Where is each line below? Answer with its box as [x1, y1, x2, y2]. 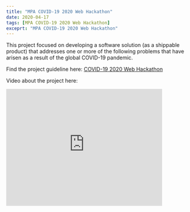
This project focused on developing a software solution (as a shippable [6, 42, 180, 49]
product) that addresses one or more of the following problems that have [6, 48, 185, 55]
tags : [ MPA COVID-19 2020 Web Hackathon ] [6, 20, 110, 26]
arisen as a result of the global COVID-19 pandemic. [6, 54, 134, 61]
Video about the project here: [6, 77, 78, 84]
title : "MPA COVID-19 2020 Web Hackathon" [6, 8, 113, 15]
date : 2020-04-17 [6, 14, 49, 20]
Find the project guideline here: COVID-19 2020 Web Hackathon [6, 66, 163, 73]
